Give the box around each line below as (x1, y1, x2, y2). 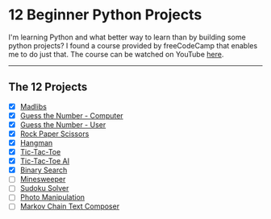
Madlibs (19, 101, 47, 111)
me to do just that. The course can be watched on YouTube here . (8, 49, 224, 59)
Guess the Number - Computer (19, 110, 123, 120)
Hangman (19, 138, 53, 147)
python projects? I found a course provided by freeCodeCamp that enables (8, 40, 258, 50)
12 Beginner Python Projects (8, 6, 202, 24)
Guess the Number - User (19, 119, 106, 130)
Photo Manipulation (19, 192, 85, 202)
